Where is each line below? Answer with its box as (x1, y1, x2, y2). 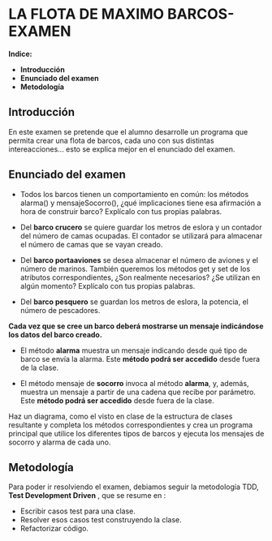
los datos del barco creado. (8, 329, 103, 339)
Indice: (8, 49, 32, 58)
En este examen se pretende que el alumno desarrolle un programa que (8, 127, 248, 136)
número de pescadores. (19, 305, 101, 315)
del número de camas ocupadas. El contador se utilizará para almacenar (19, 230, 263, 240)
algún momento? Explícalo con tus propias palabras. (19, 281, 196, 290)
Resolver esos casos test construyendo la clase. (19, 515, 183, 525)
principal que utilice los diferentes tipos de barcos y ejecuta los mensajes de (8, 428, 265, 438)
